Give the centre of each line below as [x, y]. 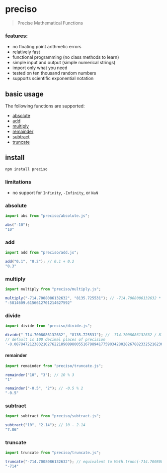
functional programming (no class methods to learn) [66, 57]
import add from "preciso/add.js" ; [42, 253]
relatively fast [26, 52]
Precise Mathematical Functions [50, 23]
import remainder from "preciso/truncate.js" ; [54, 366]
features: [17, 36]
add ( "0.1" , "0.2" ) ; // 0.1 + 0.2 [40, 262]
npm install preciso [27, 169]
